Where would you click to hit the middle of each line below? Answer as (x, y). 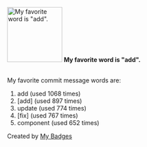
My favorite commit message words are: (64, 80)
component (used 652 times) (58, 123)
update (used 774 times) (52, 108)
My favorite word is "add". (102, 60)
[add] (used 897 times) (49, 101)
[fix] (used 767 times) (47, 115)
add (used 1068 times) (49, 93)
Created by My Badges (39, 136)
